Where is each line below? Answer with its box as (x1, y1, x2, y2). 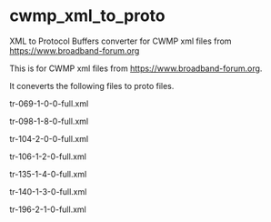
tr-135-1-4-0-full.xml (9, 168, 87, 179)
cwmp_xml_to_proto (9, 5, 166, 26)
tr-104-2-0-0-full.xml (9, 133, 89, 144)
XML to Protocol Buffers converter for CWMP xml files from (9, 35, 232, 46)
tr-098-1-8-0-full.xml (9, 116, 89, 126)
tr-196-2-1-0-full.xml (9, 204, 86, 215)
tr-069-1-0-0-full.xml (9, 97, 89, 109)
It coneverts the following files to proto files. (9, 80, 175, 91)
